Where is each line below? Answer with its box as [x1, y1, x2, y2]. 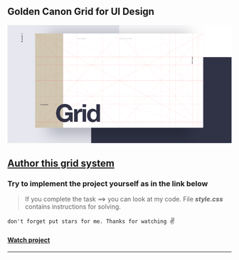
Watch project [7, 235, 51, 244]
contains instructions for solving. [24, 202, 121, 211]
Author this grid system [7, 157, 115, 170]
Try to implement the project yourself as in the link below [7, 178, 208, 188]
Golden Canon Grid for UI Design [7, 6, 155, 18]
